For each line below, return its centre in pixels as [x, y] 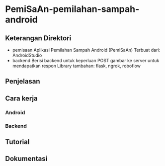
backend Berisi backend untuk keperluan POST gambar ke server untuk [86, 60]
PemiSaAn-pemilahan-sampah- [72, 9]
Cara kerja [22, 98]
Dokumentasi [26, 159]
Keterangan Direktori [38, 38]
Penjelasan [23, 81]
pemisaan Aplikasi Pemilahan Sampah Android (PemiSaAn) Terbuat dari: [86, 50]
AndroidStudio [27, 55]
